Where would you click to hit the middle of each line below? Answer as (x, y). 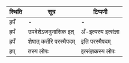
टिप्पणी (100, 12)
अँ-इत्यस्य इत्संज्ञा (100, 31)
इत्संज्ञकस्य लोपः (98, 51)
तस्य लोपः (38, 51)
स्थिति (16, 12)
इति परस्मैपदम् (96, 41)
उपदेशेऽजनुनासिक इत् (51, 31)
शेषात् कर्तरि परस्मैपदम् (52, 41)
